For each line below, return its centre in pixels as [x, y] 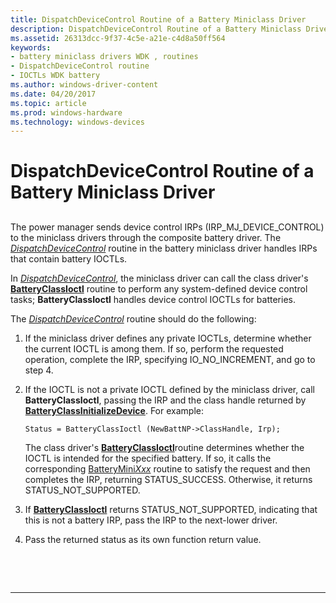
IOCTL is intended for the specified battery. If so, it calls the [148, 458]
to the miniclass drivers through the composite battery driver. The [146, 237]
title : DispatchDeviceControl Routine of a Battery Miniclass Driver [158, 19]
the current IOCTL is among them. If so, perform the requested [154, 348]
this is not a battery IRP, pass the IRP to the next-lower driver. [151, 520]
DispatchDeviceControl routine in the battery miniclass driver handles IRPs [164, 248]
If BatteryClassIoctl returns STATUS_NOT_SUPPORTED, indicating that [171, 509]
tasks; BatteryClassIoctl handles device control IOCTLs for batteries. [153, 299]
